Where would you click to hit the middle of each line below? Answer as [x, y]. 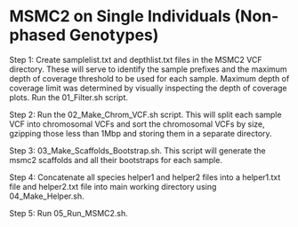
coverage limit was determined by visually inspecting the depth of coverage [148, 88]
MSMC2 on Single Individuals [120, 16]
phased [38, 35]
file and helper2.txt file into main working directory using [113, 186]
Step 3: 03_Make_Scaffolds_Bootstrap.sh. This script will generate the [137, 150]
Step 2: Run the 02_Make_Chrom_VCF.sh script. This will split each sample [145, 114]
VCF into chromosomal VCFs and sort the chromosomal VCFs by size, [137, 124]
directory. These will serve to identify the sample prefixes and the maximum [148, 69]
